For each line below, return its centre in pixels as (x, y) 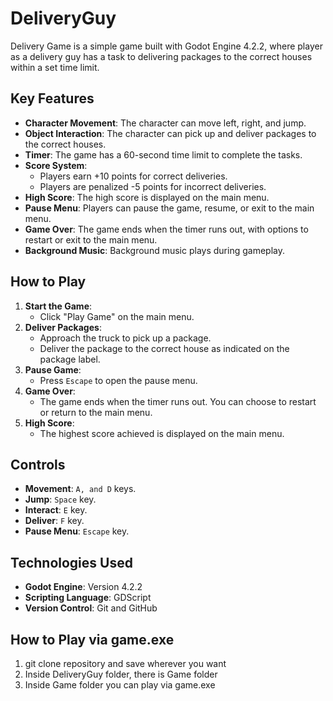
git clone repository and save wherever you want (125, 663)
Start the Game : (58, 306)
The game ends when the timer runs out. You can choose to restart (178, 401)
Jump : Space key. (60, 499)
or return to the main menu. (96, 412)
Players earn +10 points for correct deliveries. (133, 176)
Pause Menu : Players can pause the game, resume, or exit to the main (169, 208)
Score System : (56, 165)
